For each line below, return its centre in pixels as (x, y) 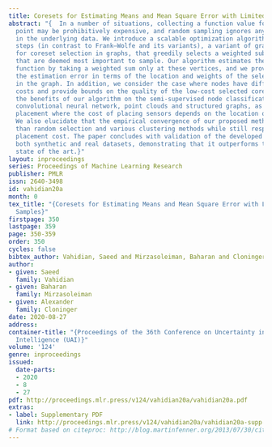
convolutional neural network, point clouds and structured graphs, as (139, 106)
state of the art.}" (50, 151)
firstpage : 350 (34, 219)
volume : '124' (32, 347)
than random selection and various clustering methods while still (132, 129)
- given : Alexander (41, 302)
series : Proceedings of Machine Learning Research (96, 167)
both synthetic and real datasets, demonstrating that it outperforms (137, 144)
